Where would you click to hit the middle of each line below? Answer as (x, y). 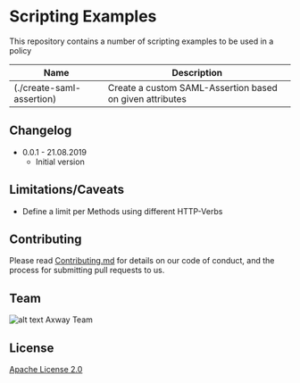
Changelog (41, 131)
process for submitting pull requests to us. (87, 271)
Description (197, 72)
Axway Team (69, 320)
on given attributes (147, 98)
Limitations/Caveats (67, 190)
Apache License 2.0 (46, 369)
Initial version (60, 162)
